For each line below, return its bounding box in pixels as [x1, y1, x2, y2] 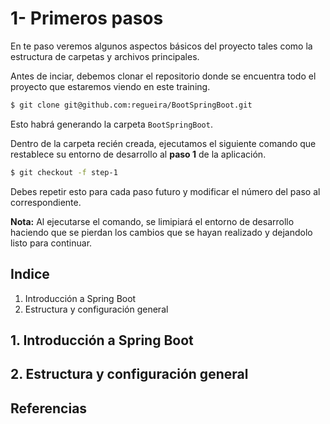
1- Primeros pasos [10, 7, 164, 30]
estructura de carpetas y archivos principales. [10, 50, 200, 62]
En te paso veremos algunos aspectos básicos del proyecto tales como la [10, 40, 313, 52]
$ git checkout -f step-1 [10, 167, 118, 177]
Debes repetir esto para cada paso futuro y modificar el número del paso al [10, 185, 321, 197]
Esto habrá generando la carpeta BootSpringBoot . [10, 118, 213, 130]
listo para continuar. [10, 237, 93, 249]
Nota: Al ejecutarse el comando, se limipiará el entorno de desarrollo [10, 215, 295, 227]
